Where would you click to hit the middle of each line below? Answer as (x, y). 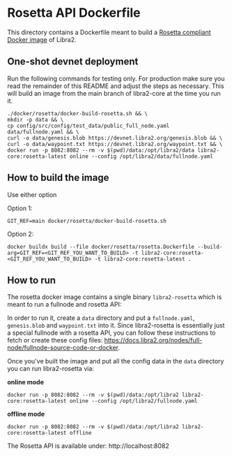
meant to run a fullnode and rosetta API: (64, 305)
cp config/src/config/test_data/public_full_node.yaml (88, 126)
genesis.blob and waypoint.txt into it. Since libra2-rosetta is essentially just (116, 326)
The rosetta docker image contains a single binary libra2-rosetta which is (115, 297)
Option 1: (20, 208)
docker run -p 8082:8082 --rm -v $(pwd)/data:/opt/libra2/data (101, 150)
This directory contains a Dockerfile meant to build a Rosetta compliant (109, 32)
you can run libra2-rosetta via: (51, 369)
